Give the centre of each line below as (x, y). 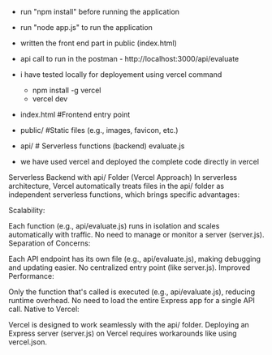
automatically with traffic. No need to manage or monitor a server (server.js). (136, 235)
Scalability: (27, 210)
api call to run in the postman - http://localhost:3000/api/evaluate (130, 59)
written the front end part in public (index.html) (98, 43)
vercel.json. (28, 342)
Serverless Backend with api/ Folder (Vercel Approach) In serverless (123, 177)
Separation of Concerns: (50, 243)
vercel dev (50, 99)
